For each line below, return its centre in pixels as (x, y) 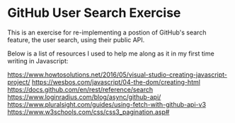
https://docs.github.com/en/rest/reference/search (80, 89)
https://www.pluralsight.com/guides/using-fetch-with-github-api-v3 (107, 104)
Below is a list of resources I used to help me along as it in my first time (111, 53)
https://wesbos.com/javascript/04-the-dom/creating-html (116, 82)
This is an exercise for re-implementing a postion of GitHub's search (107, 32)
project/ (19, 82)
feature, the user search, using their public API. (76, 39)
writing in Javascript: (38, 60)
